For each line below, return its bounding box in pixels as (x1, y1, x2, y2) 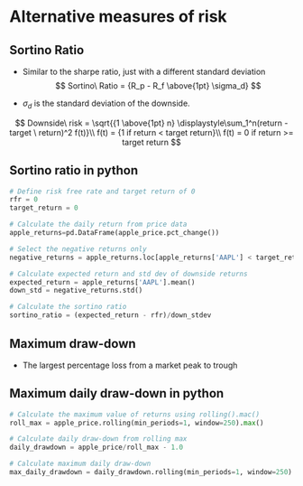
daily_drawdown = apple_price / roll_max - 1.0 (9, 443, 183, 453)
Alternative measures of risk (9, 6, 227, 27)
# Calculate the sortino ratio (9, 303, 127, 312)
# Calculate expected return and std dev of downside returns (9, 269, 248, 278)
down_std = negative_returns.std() (9, 286, 143, 295)
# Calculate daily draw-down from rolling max (9, 435, 188, 444)
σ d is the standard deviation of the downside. (22, 98, 191, 110)
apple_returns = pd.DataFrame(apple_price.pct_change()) (9, 229, 220, 238)
